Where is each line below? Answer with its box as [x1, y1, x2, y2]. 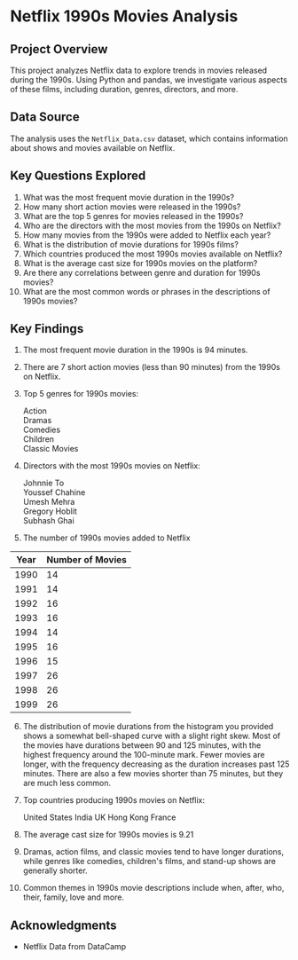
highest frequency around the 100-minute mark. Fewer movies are [22, 750, 265, 760]
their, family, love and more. [22, 892, 125, 902]
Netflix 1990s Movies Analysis [10, 6, 239, 27]
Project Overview [10, 42, 108, 57]
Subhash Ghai [22, 515, 74, 526]
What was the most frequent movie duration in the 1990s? [22, 192, 234, 202]
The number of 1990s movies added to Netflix [22, 532, 191, 543]
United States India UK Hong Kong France [22, 812, 176, 822]
